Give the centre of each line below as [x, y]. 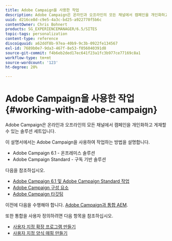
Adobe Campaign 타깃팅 [38, 194]
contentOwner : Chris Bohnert [36, 24]
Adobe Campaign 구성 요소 [41, 188]
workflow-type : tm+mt [28, 58]
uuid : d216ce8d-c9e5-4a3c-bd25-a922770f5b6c [53, 19]
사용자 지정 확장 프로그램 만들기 [44, 227]
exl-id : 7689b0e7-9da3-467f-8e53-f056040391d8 [56, 48]
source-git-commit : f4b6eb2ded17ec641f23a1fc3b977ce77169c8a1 [73, 53]
